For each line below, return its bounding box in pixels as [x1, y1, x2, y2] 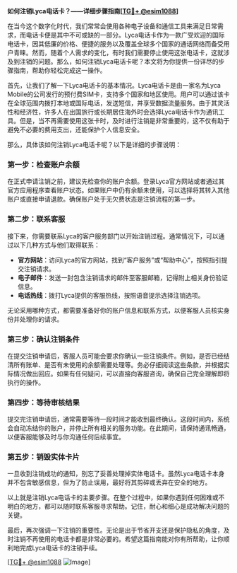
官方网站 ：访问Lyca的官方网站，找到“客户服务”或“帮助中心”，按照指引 [17, 255, 222, 264]
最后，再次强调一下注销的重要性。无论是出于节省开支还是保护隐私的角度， [7, 526, 224, 535]
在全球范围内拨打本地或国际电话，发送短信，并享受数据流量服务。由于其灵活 [7, 99, 230, 107]
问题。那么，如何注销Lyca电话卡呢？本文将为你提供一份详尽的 [37, 57, 219, 66]
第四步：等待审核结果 [7, 398, 80, 407]
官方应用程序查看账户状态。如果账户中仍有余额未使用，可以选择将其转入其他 [7, 186, 230, 195]
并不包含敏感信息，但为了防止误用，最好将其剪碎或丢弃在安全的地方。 [7, 478, 212, 487]
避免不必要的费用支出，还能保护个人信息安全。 [7, 125, 143, 134]
